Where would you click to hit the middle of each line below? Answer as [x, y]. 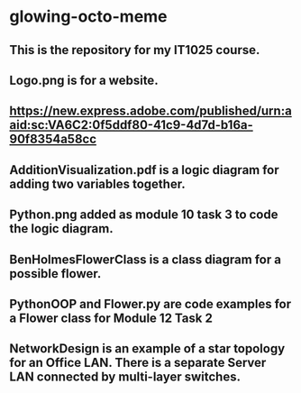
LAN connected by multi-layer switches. [125, 377]
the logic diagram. [62, 228]
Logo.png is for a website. [84, 80]
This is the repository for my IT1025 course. [135, 50]
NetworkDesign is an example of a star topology [147, 349]
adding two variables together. [98, 183]
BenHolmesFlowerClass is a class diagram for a [146, 259]
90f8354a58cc [53, 139]
